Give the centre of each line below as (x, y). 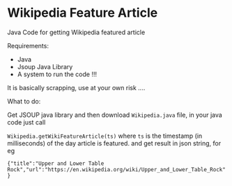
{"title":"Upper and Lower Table (56, 163)
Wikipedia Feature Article (83, 13)
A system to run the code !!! (57, 74)
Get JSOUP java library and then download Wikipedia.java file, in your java (115, 115)
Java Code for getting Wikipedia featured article (76, 32)
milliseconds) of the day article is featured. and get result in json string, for (114, 143)
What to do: (24, 101)
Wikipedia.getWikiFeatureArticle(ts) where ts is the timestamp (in (105, 136)
